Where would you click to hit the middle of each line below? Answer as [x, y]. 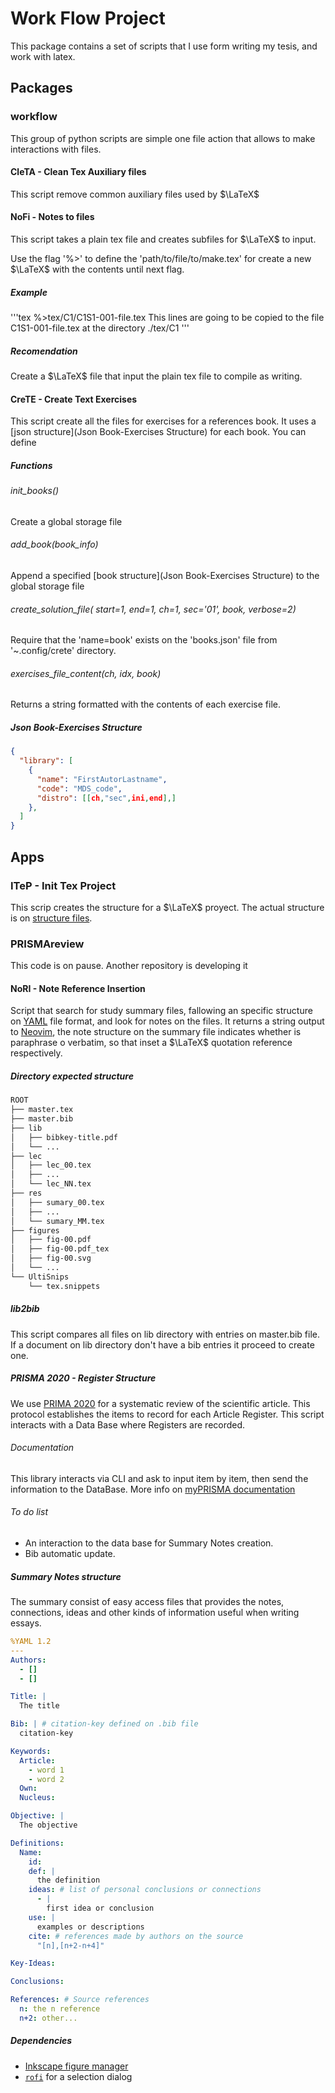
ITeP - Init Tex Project [63, 885]
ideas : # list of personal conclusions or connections [145, 1890]
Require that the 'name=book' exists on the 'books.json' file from [144, 640]
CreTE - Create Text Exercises [74, 399]
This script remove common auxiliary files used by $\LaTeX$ [135, 194]
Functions [31, 465]
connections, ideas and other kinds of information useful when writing [155, 1613]
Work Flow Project [88, 18]
